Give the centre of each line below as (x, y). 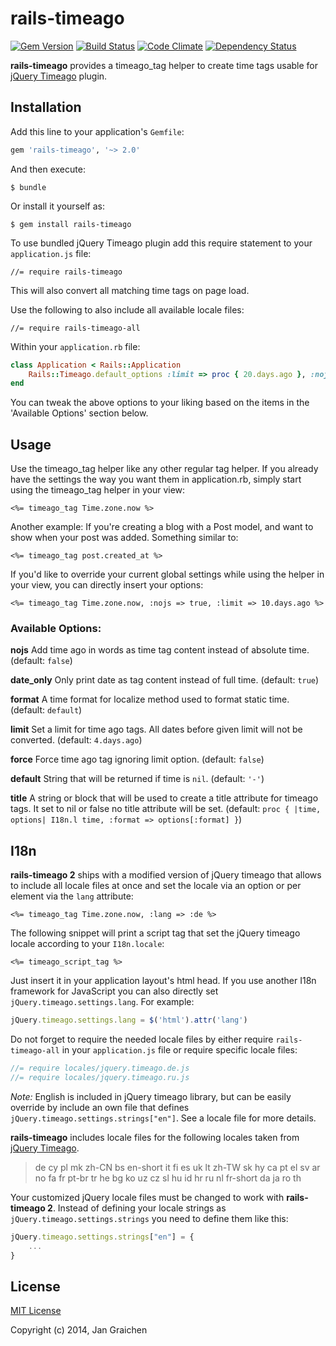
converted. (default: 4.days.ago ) (76, 740)
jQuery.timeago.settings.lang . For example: (102, 1002)
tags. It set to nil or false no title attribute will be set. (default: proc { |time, (166, 809)
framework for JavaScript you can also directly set (114, 991)
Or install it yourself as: (57, 206)
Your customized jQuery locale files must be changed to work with (147, 1197)
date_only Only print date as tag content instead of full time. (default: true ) (165, 680)
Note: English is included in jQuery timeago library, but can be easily (151, 1096)
